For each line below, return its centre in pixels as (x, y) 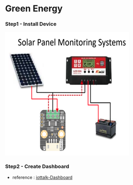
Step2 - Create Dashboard (37, 167)
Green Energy (34, 9)
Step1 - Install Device (31, 24)
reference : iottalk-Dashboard (42, 177)
